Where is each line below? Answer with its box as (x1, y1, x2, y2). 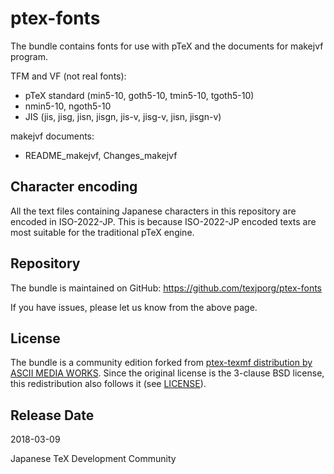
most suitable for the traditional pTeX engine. (10, 226, 195, 238)
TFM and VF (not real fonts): (10, 70, 127, 82)
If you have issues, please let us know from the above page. (10, 301, 258, 313)
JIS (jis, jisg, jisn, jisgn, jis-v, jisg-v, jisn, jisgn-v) (24, 110, 222, 122)
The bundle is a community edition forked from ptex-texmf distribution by (10, 357, 313, 369)
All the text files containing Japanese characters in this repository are (10, 205, 297, 217)
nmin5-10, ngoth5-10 (24, 100, 112, 112)
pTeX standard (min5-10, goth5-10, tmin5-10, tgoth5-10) (24, 89, 255, 101)
